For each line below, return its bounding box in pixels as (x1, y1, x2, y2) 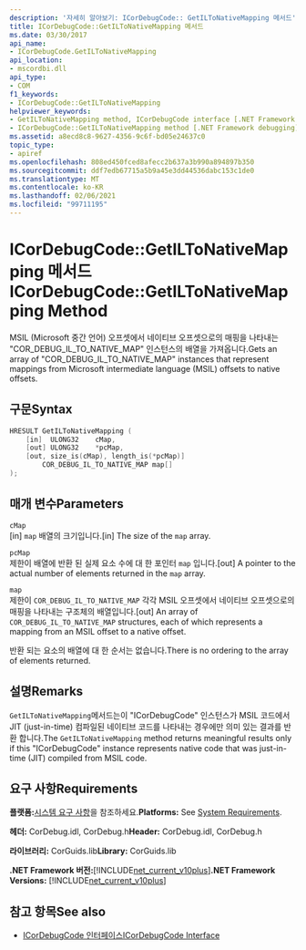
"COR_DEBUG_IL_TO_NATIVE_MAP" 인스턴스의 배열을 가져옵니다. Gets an (9, 343, 278, 354)
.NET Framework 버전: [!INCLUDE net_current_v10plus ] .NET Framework (9, 865, 276, 876)
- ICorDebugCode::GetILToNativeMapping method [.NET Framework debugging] (9, 124, 300, 133)
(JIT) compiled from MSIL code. (27, 752, 148, 763)
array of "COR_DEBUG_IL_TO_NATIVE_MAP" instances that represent (9, 353, 270, 365)
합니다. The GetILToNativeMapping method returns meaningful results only (18, 732, 292, 743)
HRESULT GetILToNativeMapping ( (9, 426, 132, 436)
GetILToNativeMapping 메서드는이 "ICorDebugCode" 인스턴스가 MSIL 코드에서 (9, 709, 291, 720)
